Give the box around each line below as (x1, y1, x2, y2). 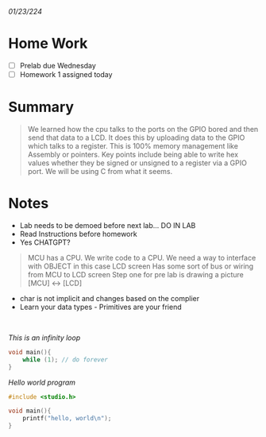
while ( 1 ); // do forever (22, 355, 109, 364)
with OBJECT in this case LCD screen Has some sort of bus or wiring (27, 261, 254, 271)
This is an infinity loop (8, 333, 81, 342)
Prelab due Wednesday (19, 60, 97, 70)
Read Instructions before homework (19, 229, 137, 238)
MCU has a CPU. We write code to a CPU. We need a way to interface (27, 253, 256, 262)
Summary (8, 99, 74, 116)
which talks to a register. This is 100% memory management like (27, 141, 238, 150)
